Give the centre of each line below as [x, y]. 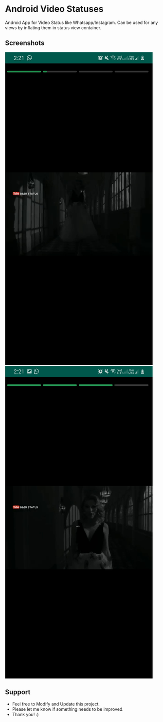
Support [18, 692]
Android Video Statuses [54, 9]
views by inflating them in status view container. [53, 27]
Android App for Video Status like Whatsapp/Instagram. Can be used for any [81, 22]
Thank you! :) [25, 714]
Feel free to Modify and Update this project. [56, 704]
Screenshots [25, 43]
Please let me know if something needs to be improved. [68, 709]
